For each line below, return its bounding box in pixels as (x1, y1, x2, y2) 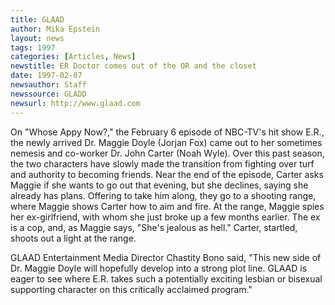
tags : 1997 (10, 42, 56, 53)
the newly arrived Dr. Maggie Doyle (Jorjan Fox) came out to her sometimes (10, 136, 323, 148)
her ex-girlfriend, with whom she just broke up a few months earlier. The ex (10, 211, 321, 223)
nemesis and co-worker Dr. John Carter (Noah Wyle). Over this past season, (10, 147, 325, 159)
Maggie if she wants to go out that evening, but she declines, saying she (10, 179, 309, 191)
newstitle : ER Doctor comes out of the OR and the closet (10, 61, 257, 71)
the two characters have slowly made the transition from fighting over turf (10, 157, 315, 170)
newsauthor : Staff (10, 80, 87, 90)
